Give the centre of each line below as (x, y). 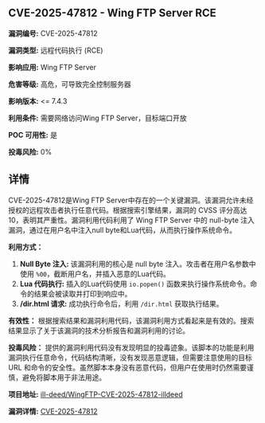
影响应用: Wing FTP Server (53, 67)
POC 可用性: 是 (33, 135)
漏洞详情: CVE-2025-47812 (53, 411)
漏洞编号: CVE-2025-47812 (53, 33)
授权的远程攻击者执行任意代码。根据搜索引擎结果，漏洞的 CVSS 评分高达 (128, 210)
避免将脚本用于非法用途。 (64, 377)
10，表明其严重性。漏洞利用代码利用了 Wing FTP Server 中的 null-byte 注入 (131, 220)
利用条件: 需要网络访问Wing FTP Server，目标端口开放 (97, 118)
